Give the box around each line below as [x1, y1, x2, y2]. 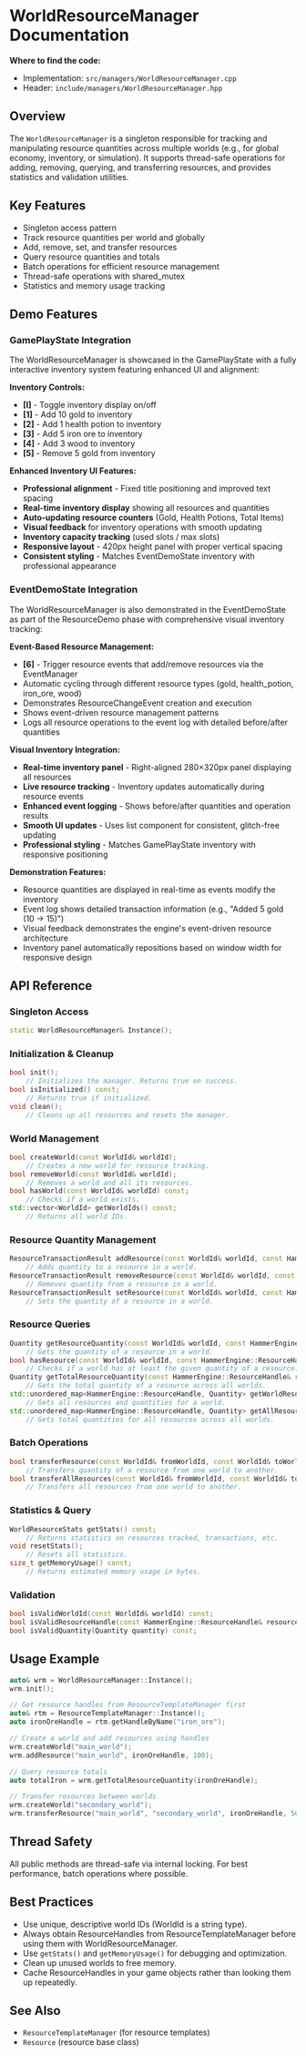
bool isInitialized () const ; [9, 1085, 120, 1094]
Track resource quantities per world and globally [22, 231, 205, 242]
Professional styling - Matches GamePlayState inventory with [22, 839, 257, 850]
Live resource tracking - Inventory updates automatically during [22, 780, 265, 792]
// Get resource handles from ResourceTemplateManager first [9, 1700, 247, 1710]
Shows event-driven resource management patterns [22, 707, 219, 718]
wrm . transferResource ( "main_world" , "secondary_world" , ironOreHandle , [9, 1809, 287, 1818]
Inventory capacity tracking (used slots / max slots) [22, 532, 220, 543]
